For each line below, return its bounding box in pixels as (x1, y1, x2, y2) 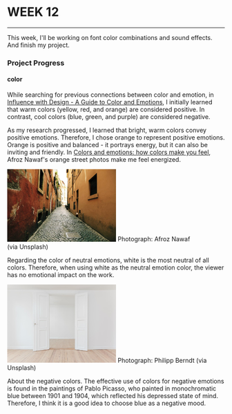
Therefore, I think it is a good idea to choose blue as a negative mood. (7, 399, 206, 407)
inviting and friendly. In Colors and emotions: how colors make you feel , (7, 148, 211, 156)
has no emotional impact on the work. (7, 270, 115, 279)
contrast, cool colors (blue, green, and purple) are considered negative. (7, 113, 211, 121)
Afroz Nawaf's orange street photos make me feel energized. (7, 156, 182, 164)
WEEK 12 (7, 4, 59, 20)
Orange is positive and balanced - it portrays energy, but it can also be (7, 141, 209, 149)
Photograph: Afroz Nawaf (117, 235, 191, 243)
